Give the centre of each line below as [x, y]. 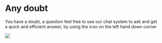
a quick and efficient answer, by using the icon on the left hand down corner [81, 26]
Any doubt [27, 8]
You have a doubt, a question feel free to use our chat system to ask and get [81, 21]
